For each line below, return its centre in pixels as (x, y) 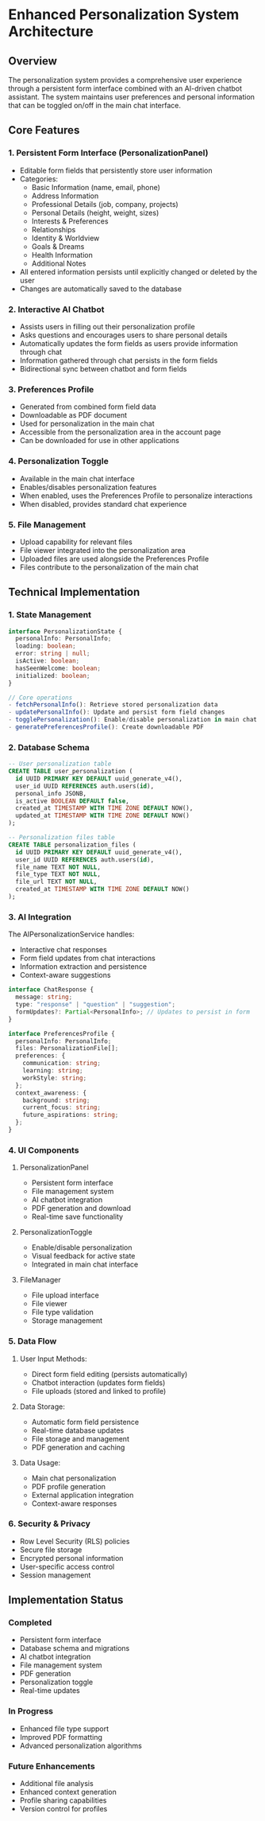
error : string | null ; (53, 654)
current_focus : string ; (62, 1107)
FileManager (40, 1280)
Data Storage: (42, 1407)
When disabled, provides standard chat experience (103, 504)
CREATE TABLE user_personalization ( (71, 772)
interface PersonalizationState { (65, 631)
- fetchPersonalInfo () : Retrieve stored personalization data (113, 705)
